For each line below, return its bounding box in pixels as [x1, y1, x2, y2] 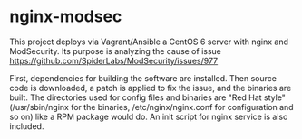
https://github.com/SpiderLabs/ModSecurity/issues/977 [9, 55, 219, 66]
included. [9, 120, 44, 132]
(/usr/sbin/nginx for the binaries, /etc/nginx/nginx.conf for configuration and [9, 101, 294, 112]
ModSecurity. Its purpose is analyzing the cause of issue [9, 45, 222, 56]
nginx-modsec [9, 6, 122, 27]
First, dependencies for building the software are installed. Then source [9, 72, 277, 83]
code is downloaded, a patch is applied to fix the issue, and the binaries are [9, 82, 292, 93]
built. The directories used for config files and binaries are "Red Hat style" [9, 92, 286, 103]
